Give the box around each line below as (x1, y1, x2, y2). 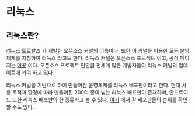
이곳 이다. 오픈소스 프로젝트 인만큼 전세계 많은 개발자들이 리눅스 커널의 (16, 62, 177, 69)
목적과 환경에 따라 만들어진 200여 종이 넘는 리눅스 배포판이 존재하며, (12, 89, 168, 95)
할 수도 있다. (6, 104, 34, 110)
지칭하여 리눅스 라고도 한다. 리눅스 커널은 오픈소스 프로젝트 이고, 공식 (21, 54, 179, 62)
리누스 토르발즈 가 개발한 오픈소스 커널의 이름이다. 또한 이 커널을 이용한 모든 (6, 47, 179, 54)
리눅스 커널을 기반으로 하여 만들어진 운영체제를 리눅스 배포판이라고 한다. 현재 (6, 81, 181, 88)
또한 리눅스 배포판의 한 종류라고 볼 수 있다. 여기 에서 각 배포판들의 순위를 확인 (12, 96, 188, 103)
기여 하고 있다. (21, 69, 54, 76)
